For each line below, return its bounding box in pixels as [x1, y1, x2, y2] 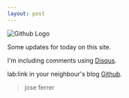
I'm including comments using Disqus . [7, 56, 117, 65]
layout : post [7, 10, 45, 17]
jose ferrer [24, 83, 54, 91]
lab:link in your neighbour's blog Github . [7, 70, 122, 78]
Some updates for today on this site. [7, 42, 112, 51]
